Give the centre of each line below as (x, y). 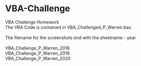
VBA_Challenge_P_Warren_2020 (38, 58)
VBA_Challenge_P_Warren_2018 (37, 48)
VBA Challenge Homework (32, 22)
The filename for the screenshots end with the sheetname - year (71, 38)
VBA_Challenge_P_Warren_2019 (37, 53)
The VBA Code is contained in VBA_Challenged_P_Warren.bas (68, 27)
